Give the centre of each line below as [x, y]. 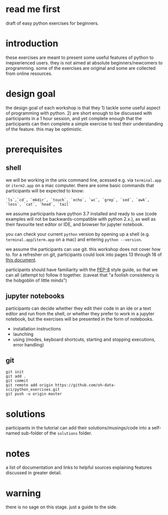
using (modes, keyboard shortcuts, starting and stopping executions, [84, 339]
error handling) [28, 345]
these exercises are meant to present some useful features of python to [80, 57]
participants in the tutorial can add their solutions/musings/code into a [78, 428]
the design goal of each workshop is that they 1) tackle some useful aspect [83, 108]
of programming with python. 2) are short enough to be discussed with [79, 113]
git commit [17, 381]
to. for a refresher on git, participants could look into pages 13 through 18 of [84, 254]
